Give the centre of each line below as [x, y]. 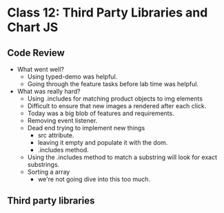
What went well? [40, 69]
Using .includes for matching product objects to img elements [115, 99]
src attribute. [56, 135]
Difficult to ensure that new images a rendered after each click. [117, 106]
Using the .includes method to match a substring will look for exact [122, 157]
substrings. [43, 164]
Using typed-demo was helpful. [72, 77]
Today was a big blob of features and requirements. [101, 113]
